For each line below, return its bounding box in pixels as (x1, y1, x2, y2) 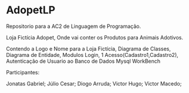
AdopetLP (6, 3, 56, 17)
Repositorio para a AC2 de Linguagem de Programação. (6, 23, 141, 30)
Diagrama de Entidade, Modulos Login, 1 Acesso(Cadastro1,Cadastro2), (6, 51, 179, 58)
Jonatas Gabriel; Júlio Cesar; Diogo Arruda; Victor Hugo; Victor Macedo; (6, 80, 182, 87)
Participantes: (6, 69, 40, 76)
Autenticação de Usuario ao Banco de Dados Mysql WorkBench (6, 58, 160, 65)
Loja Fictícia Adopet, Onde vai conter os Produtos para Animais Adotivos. (6, 34, 184, 41)
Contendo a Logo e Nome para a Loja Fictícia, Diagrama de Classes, (6, 45, 171, 52)
